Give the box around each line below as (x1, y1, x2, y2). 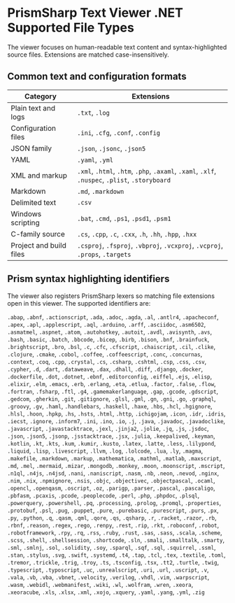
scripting (10, 218, 40, 227)
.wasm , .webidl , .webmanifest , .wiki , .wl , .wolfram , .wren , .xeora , (7, 580, 194, 588)
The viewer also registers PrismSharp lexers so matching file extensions (7, 292, 215, 300)
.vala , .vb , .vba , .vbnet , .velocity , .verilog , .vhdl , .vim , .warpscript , (7, 572, 210, 581)
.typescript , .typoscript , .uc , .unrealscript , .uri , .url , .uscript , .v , (7, 565, 209, 574)
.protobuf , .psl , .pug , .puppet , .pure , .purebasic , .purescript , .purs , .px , (7, 506, 219, 514)
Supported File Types (7, 20, 134, 36)
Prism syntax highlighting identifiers (7, 273, 170, 285)
